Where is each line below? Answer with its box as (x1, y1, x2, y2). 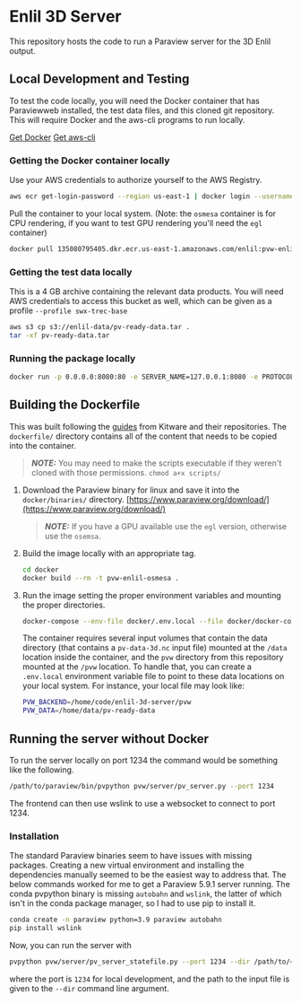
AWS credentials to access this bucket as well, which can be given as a (9, 296, 272, 307)
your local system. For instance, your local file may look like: (21, 680, 245, 692)
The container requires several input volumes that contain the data (21, 632, 269, 643)
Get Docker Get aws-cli (9, 132, 96, 143)
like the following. (9, 764, 74, 775)
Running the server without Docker (9, 731, 209, 746)
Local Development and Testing (9, 72, 190, 87)
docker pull (9, 244, 54, 253)
